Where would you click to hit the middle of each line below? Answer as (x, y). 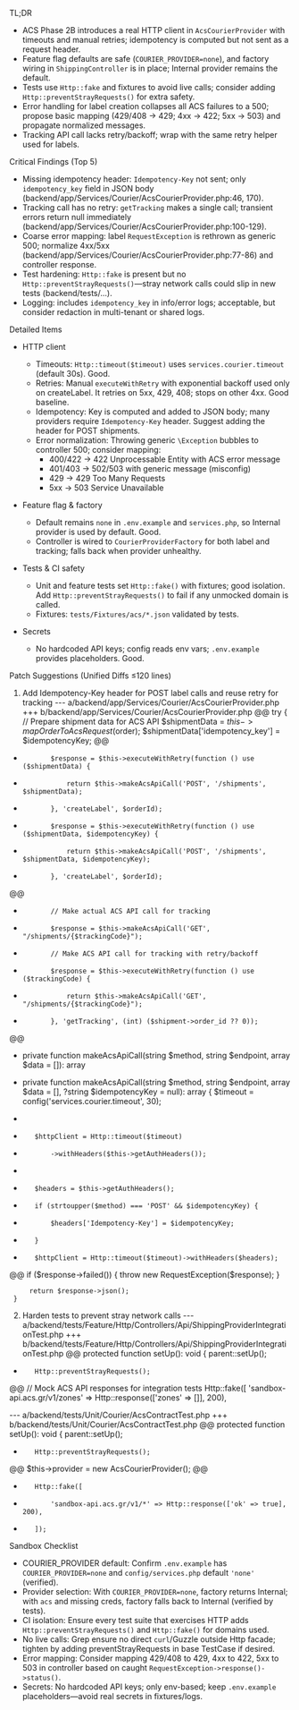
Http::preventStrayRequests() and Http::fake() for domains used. (145, 1629)
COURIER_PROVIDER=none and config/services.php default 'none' (138, 1573)
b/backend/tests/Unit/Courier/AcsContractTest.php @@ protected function (147, 1425)
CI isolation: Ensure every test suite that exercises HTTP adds (135, 1620)
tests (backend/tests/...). (67, 293)
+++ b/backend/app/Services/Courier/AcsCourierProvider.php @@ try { (155, 712)
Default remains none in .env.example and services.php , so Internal (158, 522)
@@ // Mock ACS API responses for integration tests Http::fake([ (128, 1388)
